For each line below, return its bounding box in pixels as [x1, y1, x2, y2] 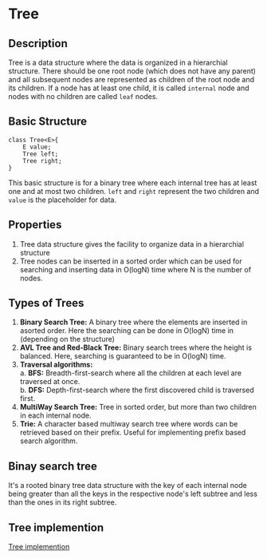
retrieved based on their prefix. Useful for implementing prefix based [19, 428, 246, 438]
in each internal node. [19, 410, 92, 420]
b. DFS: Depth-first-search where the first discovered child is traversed [19, 385, 254, 395]
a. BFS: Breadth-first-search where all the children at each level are [19, 368, 241, 378]
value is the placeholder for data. [8, 195, 117, 204]
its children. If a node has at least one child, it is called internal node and [8, 83, 249, 93]
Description [8, 37, 68, 50]
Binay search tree [8, 459, 97, 473]
